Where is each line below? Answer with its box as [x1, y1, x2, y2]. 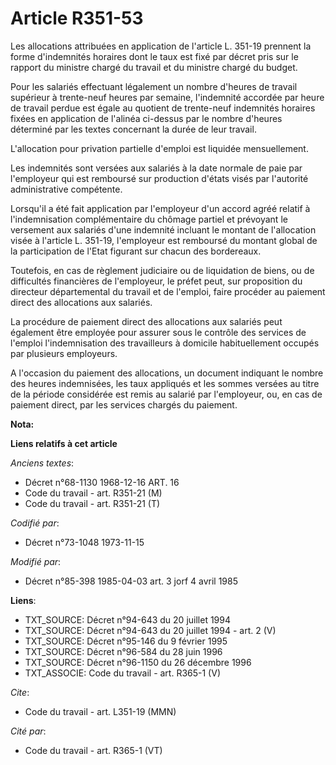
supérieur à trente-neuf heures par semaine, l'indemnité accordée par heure [10, 91, 325, 103]
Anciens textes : [10, 457, 75, 469]
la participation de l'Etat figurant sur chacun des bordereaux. [10, 245, 262, 257]
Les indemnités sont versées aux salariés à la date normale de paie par [10, 162, 303, 174]
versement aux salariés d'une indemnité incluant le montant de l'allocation [10, 223, 317, 236]
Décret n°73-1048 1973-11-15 [24, 536, 145, 548]
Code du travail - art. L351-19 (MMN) [24, 705, 177, 717]
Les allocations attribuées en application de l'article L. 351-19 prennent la [10, 40, 312, 52]
